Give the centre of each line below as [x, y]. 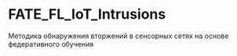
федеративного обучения [51, 44]
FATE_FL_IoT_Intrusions [87, 14]
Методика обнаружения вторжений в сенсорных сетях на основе [118, 36]
